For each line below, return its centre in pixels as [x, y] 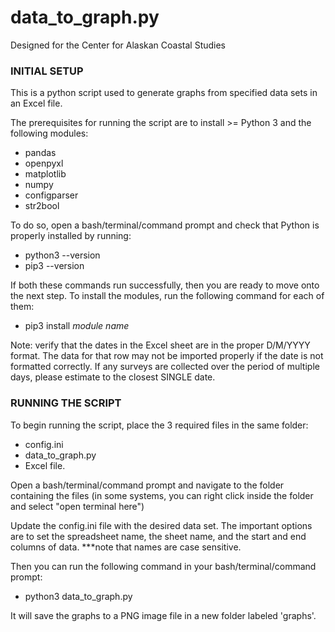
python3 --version [62, 255]
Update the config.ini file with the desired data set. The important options [161, 525]
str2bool [42, 206]
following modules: [49, 133]
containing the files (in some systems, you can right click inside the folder [162, 495]
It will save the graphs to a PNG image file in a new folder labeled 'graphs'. [163, 615]
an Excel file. [36, 103]
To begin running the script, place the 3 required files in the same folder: [159, 425]
